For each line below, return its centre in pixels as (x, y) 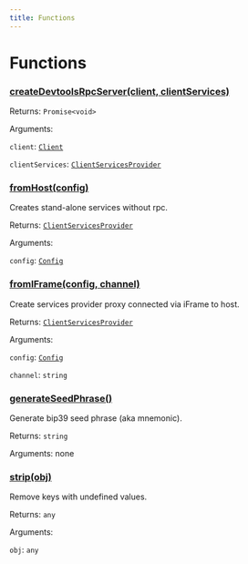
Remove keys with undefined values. (78, 497)
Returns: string (39, 436)
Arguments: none (42, 453)
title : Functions (42, 18)
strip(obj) (31, 477)
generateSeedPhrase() (61, 398)
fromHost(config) (49, 188)
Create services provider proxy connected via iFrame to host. (124, 304)
